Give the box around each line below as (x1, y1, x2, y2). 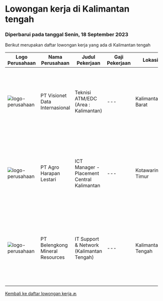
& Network (75, 242, 99, 248)
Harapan (40, 170, 61, 177)
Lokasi (142, 57, 159, 64)
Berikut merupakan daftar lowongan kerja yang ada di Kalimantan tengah (5, 42, 151, 48)
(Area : (75, 101, 91, 108)
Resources (40, 254, 65, 261)
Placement (75, 170, 99, 177)
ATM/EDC (75, 95, 98, 102)
